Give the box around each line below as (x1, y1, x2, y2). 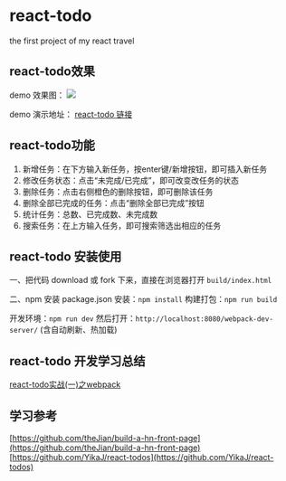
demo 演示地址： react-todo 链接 (9, 108, 133, 119)
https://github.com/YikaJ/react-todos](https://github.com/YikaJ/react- (12, 452, 274, 462)
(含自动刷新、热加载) (40, 325, 118, 335)
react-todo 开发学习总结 (9, 354, 146, 369)
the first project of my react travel (9, 35, 135, 46)
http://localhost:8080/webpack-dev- (135, 315, 274, 324)
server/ (9, 326, 39, 335)
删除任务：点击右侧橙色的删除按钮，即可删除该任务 (22, 186, 214, 197)
